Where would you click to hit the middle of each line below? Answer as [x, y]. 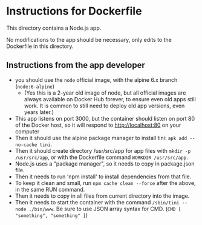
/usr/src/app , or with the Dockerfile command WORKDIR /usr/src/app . [102, 157]
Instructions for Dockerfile [74, 11]
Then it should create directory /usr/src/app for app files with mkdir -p [103, 150]
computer [27, 131]
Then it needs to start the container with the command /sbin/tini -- [101, 202]
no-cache [26, 145]
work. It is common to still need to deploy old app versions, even [104, 106]
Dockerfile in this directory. [40, 46]
